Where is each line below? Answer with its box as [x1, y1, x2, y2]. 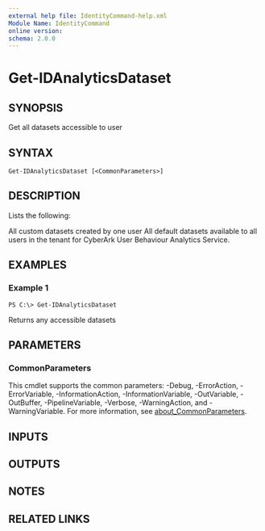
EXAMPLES [8, 258, 67, 272]
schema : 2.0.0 [8, 34, 56, 43]
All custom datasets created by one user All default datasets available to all [8, 226, 258, 236]
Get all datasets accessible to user [8, 123, 123, 132]
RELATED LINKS [8, 512, 90, 525]
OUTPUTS [8, 458, 60, 471]
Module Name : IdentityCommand [8, 19, 110, 27]
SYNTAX [8, 146, 54, 160]
